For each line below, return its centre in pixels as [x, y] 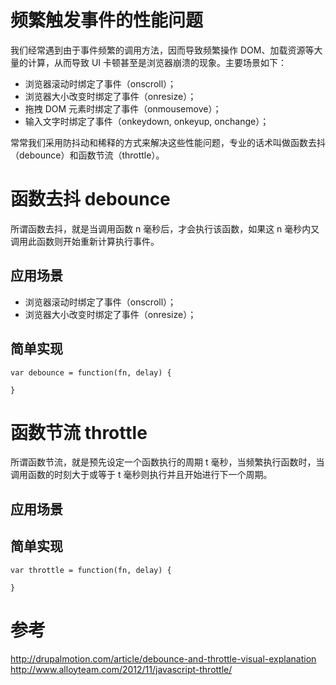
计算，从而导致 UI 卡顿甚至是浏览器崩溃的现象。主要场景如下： [157, 62]
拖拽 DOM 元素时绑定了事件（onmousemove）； [123, 108]
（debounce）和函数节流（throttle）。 [87, 155]
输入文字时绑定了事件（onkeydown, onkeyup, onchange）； [147, 121]
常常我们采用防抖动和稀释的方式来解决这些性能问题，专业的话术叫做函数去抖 [168, 142]
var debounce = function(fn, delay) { [91, 372]
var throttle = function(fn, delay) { [91, 570]
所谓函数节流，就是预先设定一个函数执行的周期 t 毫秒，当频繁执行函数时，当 [167, 462]
